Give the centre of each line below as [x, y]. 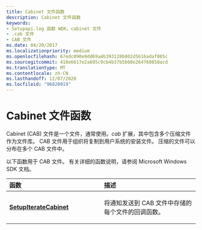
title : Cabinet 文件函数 [35, 12]
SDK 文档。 [20, 169]
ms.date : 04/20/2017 [32, 46]
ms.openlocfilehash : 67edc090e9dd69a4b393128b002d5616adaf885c [87, 56]
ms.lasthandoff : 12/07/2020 [41, 79]
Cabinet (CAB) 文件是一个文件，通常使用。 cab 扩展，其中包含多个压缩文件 [99, 133]
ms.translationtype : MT [36, 68]
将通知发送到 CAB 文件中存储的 [148, 203]
